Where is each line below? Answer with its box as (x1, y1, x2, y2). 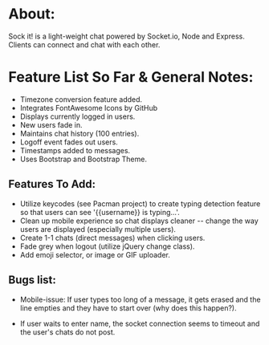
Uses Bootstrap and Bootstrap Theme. (19, 154, 147, 164)
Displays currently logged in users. (19, 112, 136, 121)
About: (8, 5, 55, 23)
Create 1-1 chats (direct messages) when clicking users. (19, 233, 206, 242)
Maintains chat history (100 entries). (19, 128, 140, 138)
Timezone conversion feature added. (19, 94, 143, 104)
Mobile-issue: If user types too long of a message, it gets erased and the (19, 294, 261, 304)
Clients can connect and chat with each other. (8, 39, 161, 49)
